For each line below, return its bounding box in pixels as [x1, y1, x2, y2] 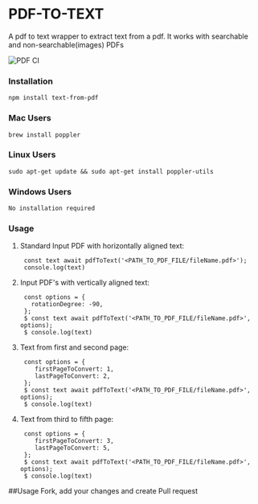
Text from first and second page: [19, 342, 129, 352]
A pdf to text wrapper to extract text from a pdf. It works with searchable [8, 31, 249, 41]
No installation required [8, 204, 95, 213]
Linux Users [8, 150, 56, 161]
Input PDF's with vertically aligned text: [19, 278, 150, 288]
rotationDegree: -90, [31, 301, 104, 309]
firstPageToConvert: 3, [35, 437, 114, 445]
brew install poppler [8, 130, 81, 139]
